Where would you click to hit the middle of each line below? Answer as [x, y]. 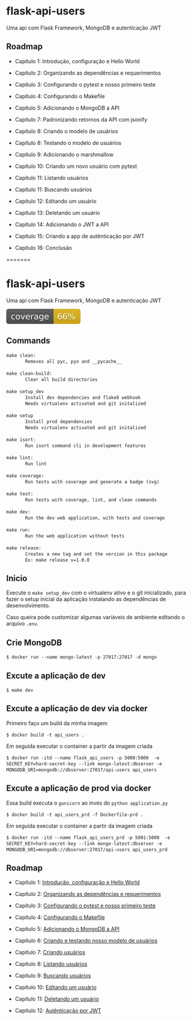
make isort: [21, 440]
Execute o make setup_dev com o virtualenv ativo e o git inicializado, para [96, 593]
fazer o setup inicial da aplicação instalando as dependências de [86, 599]
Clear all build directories [61, 379]
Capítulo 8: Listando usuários [51, 964]
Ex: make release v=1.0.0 [57, 560]
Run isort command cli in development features [85, 446]
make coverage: [25, 476]
